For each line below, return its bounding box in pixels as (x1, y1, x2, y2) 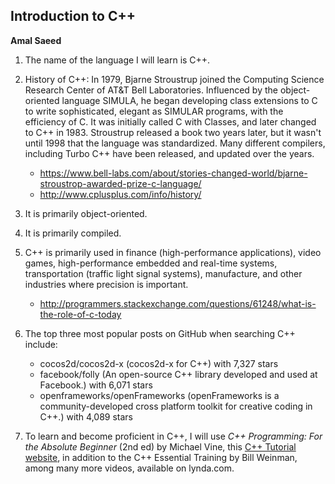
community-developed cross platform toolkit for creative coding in (39, 400, 313, 412)
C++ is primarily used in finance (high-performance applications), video (24, 246, 322, 258)
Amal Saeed (10, 34, 62, 46)
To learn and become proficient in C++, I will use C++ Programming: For (24, 430, 323, 442)
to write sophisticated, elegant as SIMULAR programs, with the (24, 105, 284, 117)
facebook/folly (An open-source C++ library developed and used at (39, 368, 318, 380)
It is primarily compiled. (24, 227, 122, 239)
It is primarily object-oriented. (24, 207, 148, 219)
